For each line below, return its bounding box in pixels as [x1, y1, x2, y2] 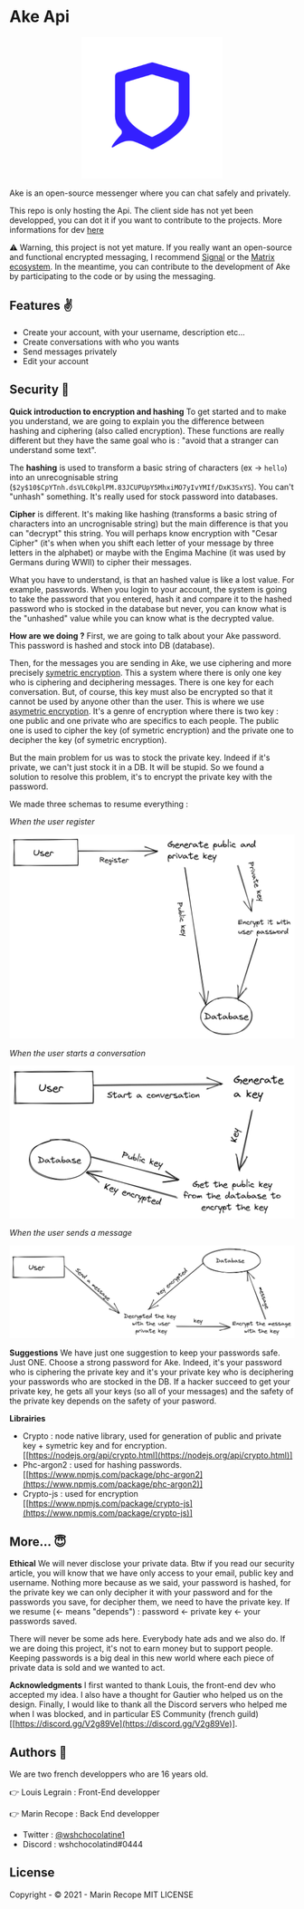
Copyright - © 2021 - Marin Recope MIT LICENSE [9, 1889, 195, 1900]
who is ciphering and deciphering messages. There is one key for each [9, 677, 274, 688]
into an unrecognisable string [9, 471, 119, 482]
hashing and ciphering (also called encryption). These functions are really [9, 425, 285, 436]
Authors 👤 [9, 1744, 68, 1760]
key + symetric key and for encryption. [22, 1441, 167, 1451]
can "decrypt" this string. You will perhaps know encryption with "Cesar [9, 527, 278, 538]
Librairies [9, 1413, 46, 1424]
